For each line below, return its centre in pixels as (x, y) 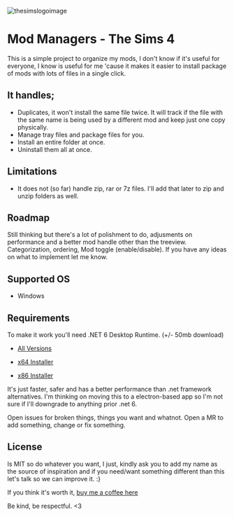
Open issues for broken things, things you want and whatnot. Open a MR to (115, 418)
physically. (33, 127)
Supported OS (39, 279)
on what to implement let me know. (58, 257)
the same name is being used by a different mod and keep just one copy (121, 120)
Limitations (32, 172)
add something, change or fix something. (66, 425)
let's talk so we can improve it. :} (54, 478)
